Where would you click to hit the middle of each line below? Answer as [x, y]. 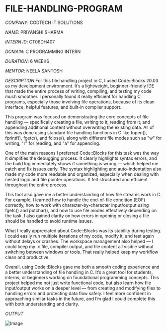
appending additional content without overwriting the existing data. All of [80, 127]
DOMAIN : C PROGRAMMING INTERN [43, 51]
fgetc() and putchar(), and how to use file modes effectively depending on [81, 210]
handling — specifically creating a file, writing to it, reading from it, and [78, 122]
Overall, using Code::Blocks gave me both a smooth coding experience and [83, 267]
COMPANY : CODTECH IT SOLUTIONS [44, 22]
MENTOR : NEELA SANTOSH [34, 71]
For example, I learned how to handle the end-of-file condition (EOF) [75, 200]
